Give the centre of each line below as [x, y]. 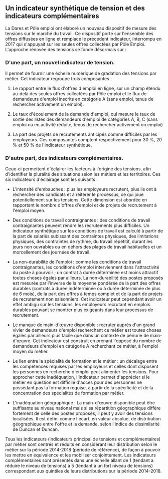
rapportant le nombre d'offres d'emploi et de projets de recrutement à [85, 205]
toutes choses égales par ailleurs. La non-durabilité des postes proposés [88, 278]
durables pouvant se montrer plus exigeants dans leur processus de [83, 310]
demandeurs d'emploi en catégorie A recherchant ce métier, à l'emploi [85, 346]
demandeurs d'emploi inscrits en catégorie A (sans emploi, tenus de [83, 99]
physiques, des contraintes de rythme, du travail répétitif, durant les [82, 242]
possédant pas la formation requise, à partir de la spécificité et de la [83, 388]
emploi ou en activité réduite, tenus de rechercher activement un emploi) [88, 125]
